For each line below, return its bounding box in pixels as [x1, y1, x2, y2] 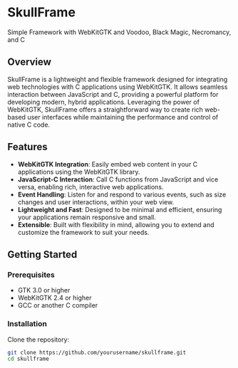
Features [7, 141, 48, 153]
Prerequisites [7, 270, 55, 280]
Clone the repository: [7, 335, 70, 344]
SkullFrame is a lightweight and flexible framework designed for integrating [7, 75, 228, 83]
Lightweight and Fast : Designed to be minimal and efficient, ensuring [17, 205, 222, 214]
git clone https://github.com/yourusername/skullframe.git [7, 349, 187, 356]
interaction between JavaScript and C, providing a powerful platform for [7, 90, 219, 98]
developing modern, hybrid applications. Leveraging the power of [7, 98, 200, 106]
